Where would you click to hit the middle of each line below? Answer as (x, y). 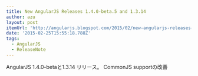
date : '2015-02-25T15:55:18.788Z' (49, 33)
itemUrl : (17, 28)
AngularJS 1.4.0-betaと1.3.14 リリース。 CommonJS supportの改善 (87, 67)
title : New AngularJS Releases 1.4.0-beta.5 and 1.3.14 (76, 11)
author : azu (21, 17)
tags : (13, 39)
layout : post (22, 22)
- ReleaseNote (29, 50)
